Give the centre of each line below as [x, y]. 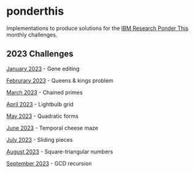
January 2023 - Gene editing [43, 68]
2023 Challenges [40, 54]
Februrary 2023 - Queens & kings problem [60, 80]
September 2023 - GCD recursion [49, 163]
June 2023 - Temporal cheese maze [52, 128]
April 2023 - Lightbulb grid [40, 104]
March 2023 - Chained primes [44, 92]
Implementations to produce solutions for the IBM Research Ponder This [97, 28]
